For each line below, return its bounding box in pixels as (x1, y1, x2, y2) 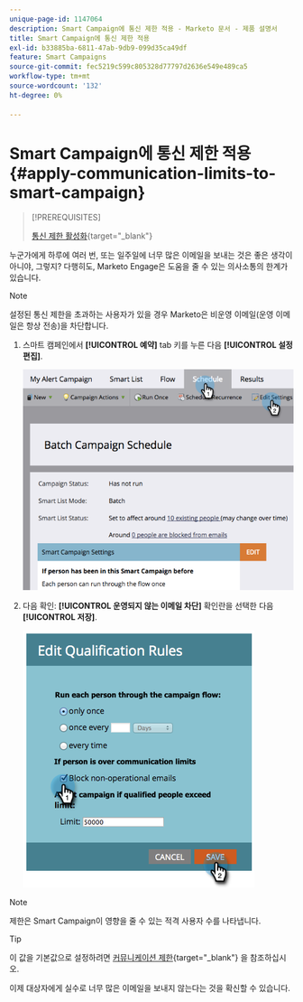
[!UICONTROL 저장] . (22, 611, 97, 623)
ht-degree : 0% (9, 90, 63, 99)
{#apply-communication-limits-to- (9, 163, 277, 183)
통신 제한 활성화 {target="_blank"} (31, 230, 153, 241)
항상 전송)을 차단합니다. (25, 321, 109, 332)
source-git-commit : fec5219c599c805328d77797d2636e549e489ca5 (9, 62, 248, 71)
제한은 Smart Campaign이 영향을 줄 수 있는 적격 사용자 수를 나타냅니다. (9, 915, 262, 926)
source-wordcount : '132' (9, 81, 103, 90)
